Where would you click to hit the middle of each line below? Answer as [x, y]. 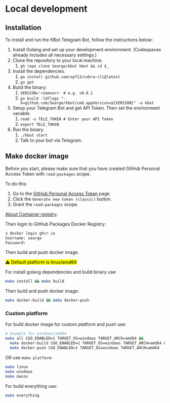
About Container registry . [32, 214]
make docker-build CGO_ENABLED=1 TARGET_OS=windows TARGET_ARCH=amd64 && [89, 343]
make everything [22, 395]
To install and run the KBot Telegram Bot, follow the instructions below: [79, 40]
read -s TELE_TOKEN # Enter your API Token [67, 119]
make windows [19, 372]
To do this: [16, 184]
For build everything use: [31, 386]
